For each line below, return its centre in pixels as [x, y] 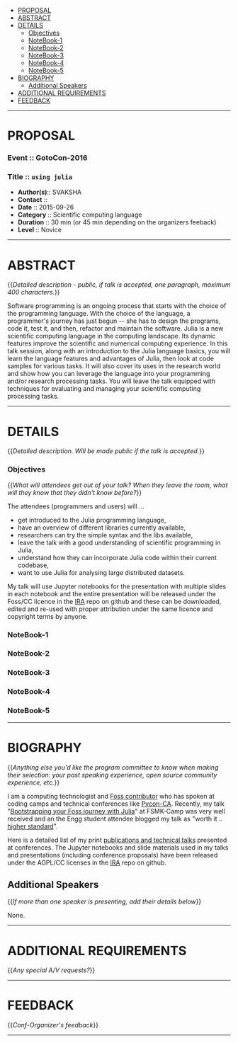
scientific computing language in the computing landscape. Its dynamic [112, 336]
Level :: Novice [40, 230]
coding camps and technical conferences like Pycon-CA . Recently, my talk [116, 804]
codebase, [33, 565]
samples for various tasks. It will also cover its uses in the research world [114, 366]
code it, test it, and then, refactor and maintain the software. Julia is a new [115, 329]
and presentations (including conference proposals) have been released [113, 855]
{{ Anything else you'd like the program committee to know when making [113, 767]
